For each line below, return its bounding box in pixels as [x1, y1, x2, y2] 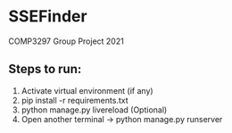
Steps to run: [8, 62, 82, 77]
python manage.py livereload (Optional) [21, 104, 168, 115]
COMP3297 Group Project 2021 [8, 36, 124, 46]
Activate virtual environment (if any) [21, 85, 153, 96]
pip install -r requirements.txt [21, 95, 128, 105]
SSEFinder [8, 6, 87, 27]
